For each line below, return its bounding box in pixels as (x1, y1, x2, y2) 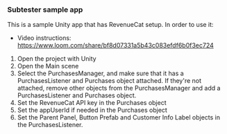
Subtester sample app (7, 5, 83, 15)
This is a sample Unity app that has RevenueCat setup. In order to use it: (7, 21, 214, 29)
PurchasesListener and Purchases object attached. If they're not (17, 77, 202, 85)
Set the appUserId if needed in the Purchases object (17, 106, 168, 115)
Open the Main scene (17, 62, 79, 70)
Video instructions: (17, 34, 72, 42)
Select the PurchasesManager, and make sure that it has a (17, 69, 184, 77)
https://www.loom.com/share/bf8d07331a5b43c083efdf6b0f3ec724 (17, 41, 214, 50)
